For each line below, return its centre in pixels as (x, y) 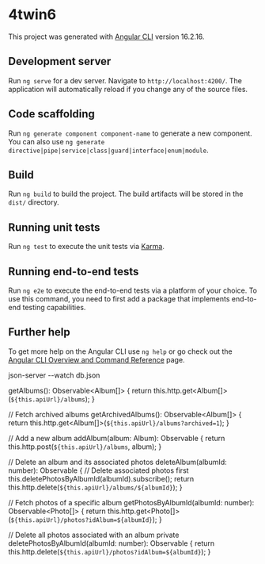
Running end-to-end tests (74, 271)
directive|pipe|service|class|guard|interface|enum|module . (108, 150)
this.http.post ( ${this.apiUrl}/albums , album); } (85, 447)
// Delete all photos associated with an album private (94, 535)
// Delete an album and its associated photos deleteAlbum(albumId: (117, 462)
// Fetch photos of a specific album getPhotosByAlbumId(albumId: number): (131, 502)
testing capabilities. (54, 307)
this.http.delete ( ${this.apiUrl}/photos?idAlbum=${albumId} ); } (110, 551)
